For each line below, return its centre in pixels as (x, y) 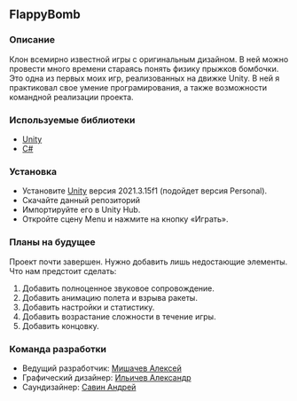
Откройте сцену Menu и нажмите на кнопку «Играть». (125, 219)
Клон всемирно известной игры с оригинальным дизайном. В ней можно (149, 59)
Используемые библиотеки (72, 120)
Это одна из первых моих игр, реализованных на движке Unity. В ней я (145, 78)
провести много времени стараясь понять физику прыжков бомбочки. (144, 68)
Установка (33, 171)
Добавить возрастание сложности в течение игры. (119, 316)
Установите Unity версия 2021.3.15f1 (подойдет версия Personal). (145, 191)
